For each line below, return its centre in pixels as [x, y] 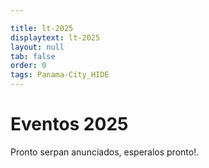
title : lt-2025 [42, 28]
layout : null [37, 47]
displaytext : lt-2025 [55, 37]
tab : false [33, 56]
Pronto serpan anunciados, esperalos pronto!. [105, 152]
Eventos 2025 [69, 124]
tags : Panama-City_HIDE [60, 75]
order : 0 [28, 66]
